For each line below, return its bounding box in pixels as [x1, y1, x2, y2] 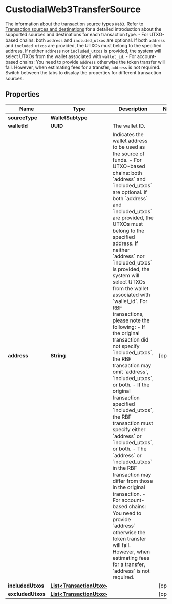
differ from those [112, 477, 153, 484]
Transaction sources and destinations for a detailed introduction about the [5, 26, 162, 32]
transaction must [112, 420, 153, 427]
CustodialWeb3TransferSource [5, 4, 141, 15]
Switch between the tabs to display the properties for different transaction [5, 69, 162, 75]
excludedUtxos [8, 590, 46, 597]
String [50, 352, 66, 359]
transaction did [112, 336, 149, 343]
